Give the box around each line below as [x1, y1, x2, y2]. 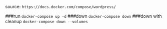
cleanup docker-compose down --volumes [5, 19, 88, 24]
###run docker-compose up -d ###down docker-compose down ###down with [5, 13, 162, 19]
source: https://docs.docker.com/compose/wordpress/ [5, 4, 116, 9]
